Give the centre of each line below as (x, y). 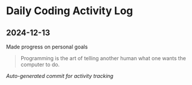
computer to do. (40, 64)
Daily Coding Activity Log (70, 11)
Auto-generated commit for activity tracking (60, 76)
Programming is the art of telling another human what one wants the (103, 58)
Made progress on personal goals (47, 47)
